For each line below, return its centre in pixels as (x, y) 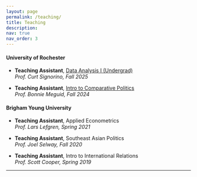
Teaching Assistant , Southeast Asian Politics (69, 138)
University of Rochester (36, 57)
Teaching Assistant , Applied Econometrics (67, 121)
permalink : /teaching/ (34, 17)
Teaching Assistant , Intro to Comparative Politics (74, 88)
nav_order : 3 (22, 39)
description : (22, 28)
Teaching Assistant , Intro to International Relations (77, 156)
